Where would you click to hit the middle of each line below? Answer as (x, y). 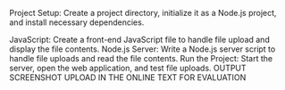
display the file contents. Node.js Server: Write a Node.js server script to (142, 49)
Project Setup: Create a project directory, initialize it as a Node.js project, (143, 13)
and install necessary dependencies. (77, 22)
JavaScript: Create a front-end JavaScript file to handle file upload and (139, 40)
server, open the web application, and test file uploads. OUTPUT (128, 68)
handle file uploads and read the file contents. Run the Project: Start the (141, 58)
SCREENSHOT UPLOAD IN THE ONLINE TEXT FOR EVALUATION (128, 78)
